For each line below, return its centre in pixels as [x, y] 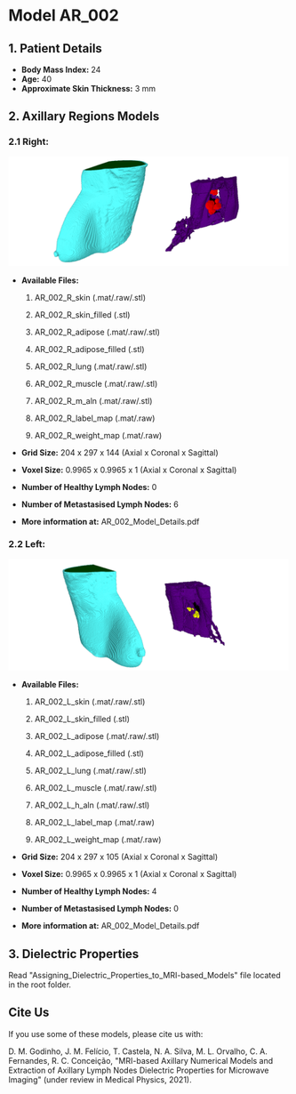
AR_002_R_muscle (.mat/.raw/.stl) [96, 383]
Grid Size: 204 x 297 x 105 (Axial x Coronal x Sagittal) [120, 857]
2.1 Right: [29, 141]
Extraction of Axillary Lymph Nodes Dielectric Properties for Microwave [139, 1070]
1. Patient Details [56, 48]
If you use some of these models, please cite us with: [106, 1034]
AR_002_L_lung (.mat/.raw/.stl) [91, 771]
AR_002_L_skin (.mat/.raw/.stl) [90, 702]
